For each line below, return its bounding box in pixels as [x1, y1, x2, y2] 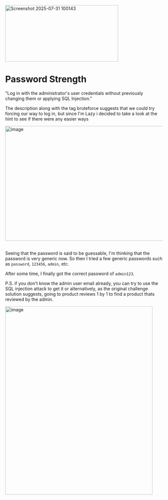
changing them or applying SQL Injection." [5, 95, 92, 101]
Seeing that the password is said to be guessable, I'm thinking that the [5, 250, 150, 256]
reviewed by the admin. [5, 296, 53, 302]
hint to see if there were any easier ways [5, 115, 89, 122]
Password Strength [5, 74, 86, 85]
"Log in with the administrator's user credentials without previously [5, 90, 143, 96]
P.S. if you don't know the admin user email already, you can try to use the [5, 280, 158, 286]
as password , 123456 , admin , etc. [5, 261, 69, 267]
